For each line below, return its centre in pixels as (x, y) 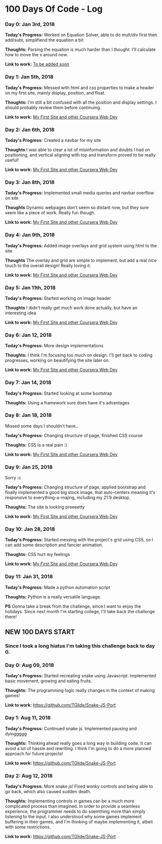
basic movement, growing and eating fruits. (49, 681)
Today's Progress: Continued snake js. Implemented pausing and (71, 728)
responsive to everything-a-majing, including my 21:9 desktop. (68, 498)
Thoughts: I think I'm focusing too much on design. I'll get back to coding (79, 355)
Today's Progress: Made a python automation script (58, 587)
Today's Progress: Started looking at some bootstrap (59, 393)
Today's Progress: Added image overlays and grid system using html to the (81, 245)
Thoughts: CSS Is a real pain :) (36, 445)
